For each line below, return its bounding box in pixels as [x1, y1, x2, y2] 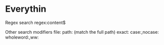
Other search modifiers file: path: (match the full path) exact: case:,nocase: [5, 29, 159, 35]
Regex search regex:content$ [5, 20, 66, 25]
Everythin [5, 3, 46, 15]
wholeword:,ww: [5, 34, 39, 40]
